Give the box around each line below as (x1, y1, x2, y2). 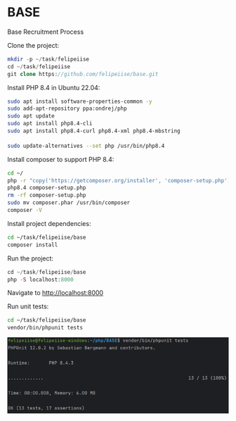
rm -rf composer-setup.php (7, 191, 86, 199)
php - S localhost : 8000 (7, 276, 74, 283)
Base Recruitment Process (7, 27, 84, 36)
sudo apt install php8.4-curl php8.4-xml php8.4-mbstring (7, 127, 181, 134)
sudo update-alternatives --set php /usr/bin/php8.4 (7, 142, 165, 149)
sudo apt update (7, 113, 55, 120)
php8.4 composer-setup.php (7, 184, 86, 191)
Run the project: (7, 254, 54, 263)
